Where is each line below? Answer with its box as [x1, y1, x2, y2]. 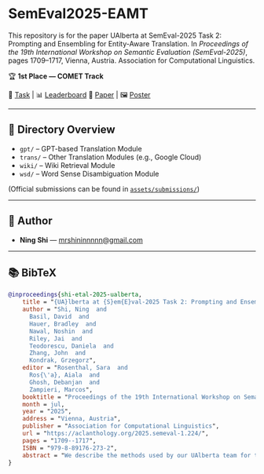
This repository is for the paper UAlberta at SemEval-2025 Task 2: [8, 31, 222, 40]
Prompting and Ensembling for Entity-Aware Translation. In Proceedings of [8, 38, 249, 48]
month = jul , [22, 400, 65, 408]
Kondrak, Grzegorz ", [28, 356, 97, 365]
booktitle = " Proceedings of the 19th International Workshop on [22, 393, 241, 401]
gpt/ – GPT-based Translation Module [19, 144, 143, 153]
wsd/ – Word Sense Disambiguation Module [19, 169, 159, 178]
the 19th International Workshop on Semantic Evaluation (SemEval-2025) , [8, 47, 247, 57]
